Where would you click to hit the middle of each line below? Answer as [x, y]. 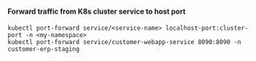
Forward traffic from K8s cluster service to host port [97, 11]
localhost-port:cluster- [207, 28]
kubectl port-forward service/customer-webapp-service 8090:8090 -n [124, 43]
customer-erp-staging [44, 49]
